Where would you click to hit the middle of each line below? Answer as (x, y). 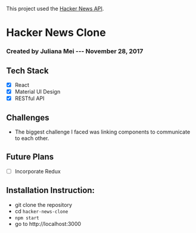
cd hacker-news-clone (41, 211)
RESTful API (29, 98)
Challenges (28, 118)
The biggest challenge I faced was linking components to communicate (102, 132)
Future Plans (30, 157)
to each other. (32, 138)
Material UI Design (38, 91)
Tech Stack (27, 71)
